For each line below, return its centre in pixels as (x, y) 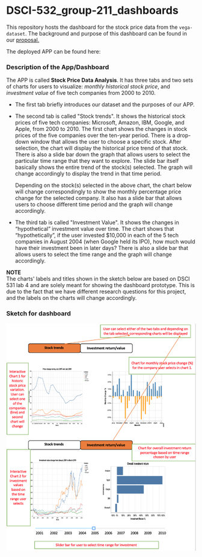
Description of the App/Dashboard (58, 67)
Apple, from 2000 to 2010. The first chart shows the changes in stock (101, 129)
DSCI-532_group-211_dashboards (92, 11)
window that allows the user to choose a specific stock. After (106, 142)
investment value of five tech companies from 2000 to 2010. (81, 93)
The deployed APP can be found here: (54, 51)
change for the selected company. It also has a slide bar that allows (98, 198)
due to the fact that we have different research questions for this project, (96, 291)
